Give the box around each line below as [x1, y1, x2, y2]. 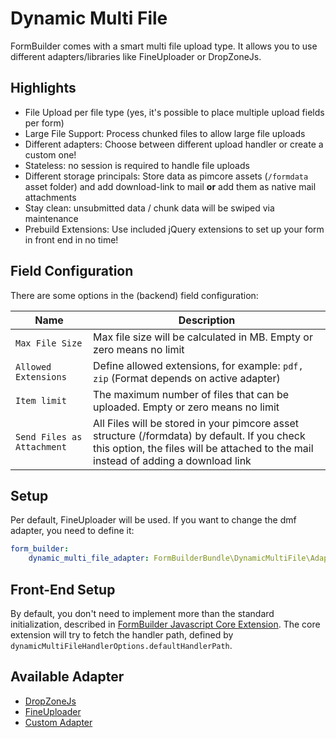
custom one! [24, 148, 77, 161]
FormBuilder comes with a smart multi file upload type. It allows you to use [10, 40, 318, 52]
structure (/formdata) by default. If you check [93, 428, 306, 442]
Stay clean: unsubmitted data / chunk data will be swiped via [24, 202, 275, 214]
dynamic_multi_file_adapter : [28, 553, 150, 564]
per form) [24, 117, 65, 129]
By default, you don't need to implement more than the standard [10, 607, 275, 619]
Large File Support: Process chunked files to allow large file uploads [24, 127, 306, 139]
